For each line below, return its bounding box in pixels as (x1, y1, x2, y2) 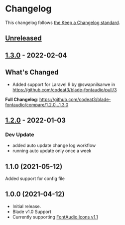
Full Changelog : (5, 96, 38, 102)
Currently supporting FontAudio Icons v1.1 (12, 213, 98, 220)
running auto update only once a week (12, 148, 92, 154)
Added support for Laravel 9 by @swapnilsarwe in (12, 81, 116, 87)
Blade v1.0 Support (12, 208, 51, 214)
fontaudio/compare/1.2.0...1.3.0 (5, 101, 69, 107)
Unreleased (5, 34, 42, 42)
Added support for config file (5, 175, 65, 181)
